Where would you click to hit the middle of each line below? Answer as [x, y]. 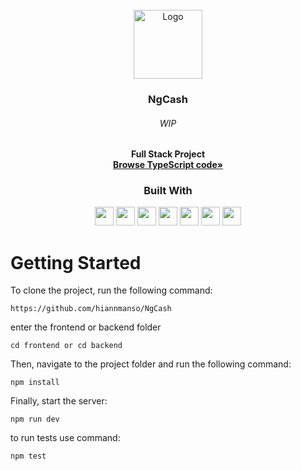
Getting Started [76, 262]
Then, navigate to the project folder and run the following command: [151, 364]
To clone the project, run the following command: [111, 290]
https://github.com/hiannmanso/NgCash [91, 309]
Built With [168, 191]
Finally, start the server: [59, 401]
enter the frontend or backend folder [86, 327]
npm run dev [35, 419]
